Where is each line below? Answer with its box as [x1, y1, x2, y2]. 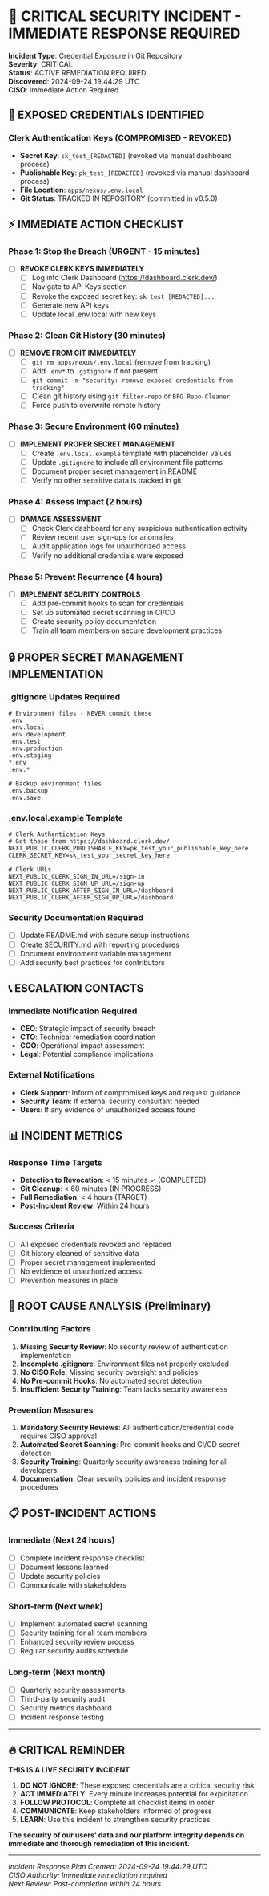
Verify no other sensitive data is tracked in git [31, 475, 182, 485]
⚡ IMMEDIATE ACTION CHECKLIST [8, 218, 184, 231]
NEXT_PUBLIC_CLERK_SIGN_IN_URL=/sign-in [8, 873, 146, 881]
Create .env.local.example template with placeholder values [31, 448, 232, 458]
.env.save [8, 793, 42, 801]
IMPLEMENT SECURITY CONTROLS [19, 589, 141, 599]
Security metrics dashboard [19, 1702, 112, 1713]
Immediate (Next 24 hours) [8, 1535, 115, 1546]
